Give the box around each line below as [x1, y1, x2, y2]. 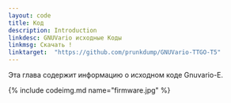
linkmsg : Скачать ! [8, 41, 73, 49]
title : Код [8, 19, 44, 27]
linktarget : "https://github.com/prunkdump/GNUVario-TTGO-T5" [8, 48, 222, 56]
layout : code [8, 11, 51, 20]
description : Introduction [8, 26, 97, 34]
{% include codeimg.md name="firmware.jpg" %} [8, 86, 171, 95]
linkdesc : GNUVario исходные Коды [8, 33, 123, 42]
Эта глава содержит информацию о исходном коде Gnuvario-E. [8, 71, 224, 79]
